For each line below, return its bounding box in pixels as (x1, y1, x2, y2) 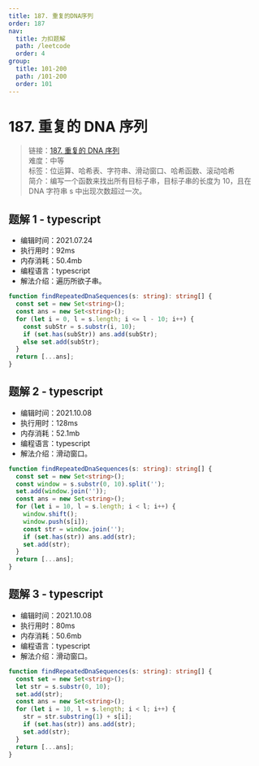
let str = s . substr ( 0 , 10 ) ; (15, 682, 111, 690)
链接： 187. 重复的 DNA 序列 (28, 145, 120, 155)
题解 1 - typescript (8, 212, 101, 226)
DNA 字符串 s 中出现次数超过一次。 (28, 186, 147, 196)
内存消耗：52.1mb (19, 428, 80, 438)
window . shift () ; (23, 510, 79, 518)
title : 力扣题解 (15, 34, 67, 43)
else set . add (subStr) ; (23, 338, 100, 346)
